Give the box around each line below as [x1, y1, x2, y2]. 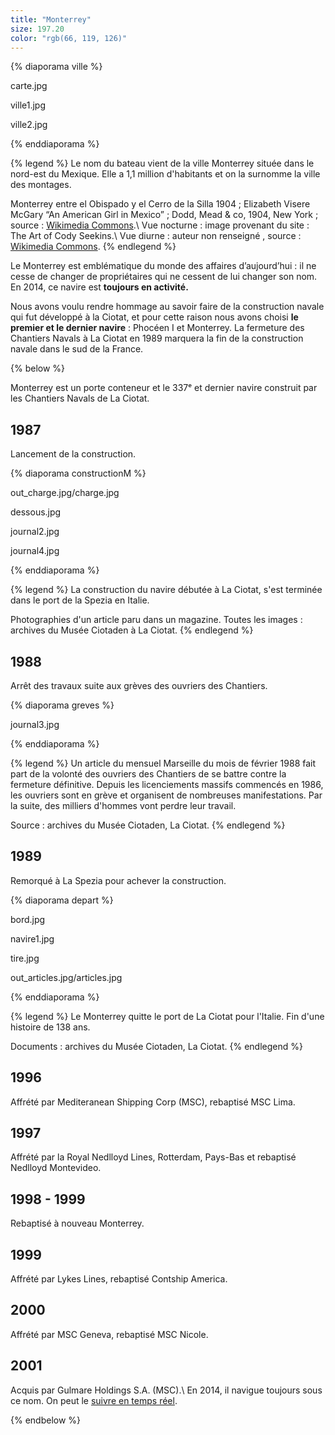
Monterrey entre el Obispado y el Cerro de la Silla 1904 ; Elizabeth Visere [10, 198, 311, 210]
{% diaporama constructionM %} [10, 467, 147, 480]
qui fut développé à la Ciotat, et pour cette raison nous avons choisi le [10, 311, 299, 323]
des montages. [10, 179, 72, 191]
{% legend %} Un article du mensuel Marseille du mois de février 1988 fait [10, 757, 317, 769]
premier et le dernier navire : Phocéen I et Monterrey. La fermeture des [10, 322, 305, 334]
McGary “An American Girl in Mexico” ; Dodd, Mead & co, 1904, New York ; [10, 209, 319, 221]
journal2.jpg [10, 526, 60, 538]
